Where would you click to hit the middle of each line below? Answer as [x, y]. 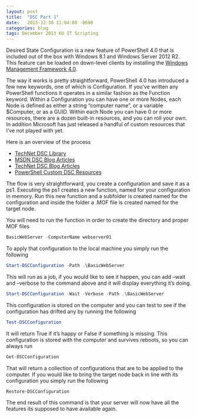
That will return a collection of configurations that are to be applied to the [95, 368]
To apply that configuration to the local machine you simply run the [87, 249]
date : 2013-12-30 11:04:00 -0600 [50, 22]
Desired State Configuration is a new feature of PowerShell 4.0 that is [90, 50]
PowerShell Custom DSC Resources [58, 172]
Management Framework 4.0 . [42, 69]
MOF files [18, 226]
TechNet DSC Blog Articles [47, 166]
